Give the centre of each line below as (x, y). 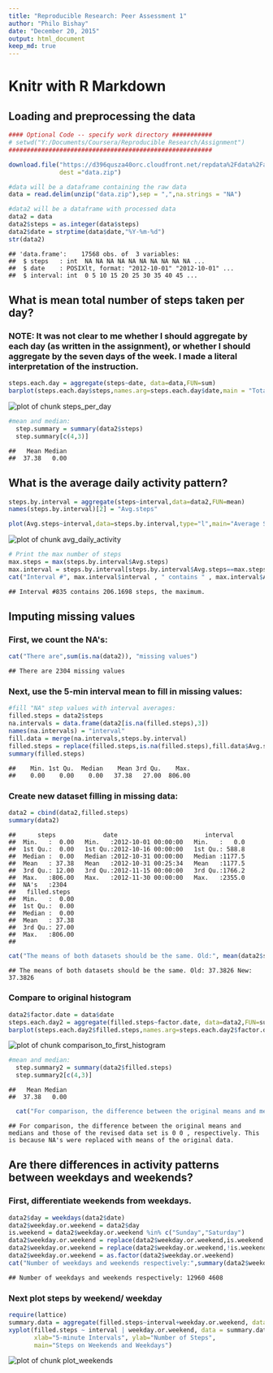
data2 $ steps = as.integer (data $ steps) (74, 224)
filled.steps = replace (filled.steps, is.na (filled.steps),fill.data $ (129, 746)
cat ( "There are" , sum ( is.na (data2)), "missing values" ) (103, 656)
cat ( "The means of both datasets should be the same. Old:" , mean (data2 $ (136, 955)
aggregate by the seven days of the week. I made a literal (123, 356)
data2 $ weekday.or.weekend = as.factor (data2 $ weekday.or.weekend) (121, 1256)
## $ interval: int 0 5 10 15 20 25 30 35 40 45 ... (103, 275)
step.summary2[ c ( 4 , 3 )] (54, 1076)
